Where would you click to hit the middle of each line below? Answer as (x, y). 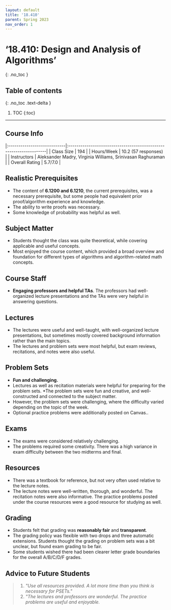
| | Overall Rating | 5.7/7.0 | (33, 162)
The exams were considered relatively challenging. (66, 441)
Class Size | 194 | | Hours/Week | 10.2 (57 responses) (107, 151)
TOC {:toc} (24, 113)
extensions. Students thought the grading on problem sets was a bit (84, 541)
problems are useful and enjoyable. (63, 602)
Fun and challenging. (35, 380)
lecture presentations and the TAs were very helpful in (92, 296)
